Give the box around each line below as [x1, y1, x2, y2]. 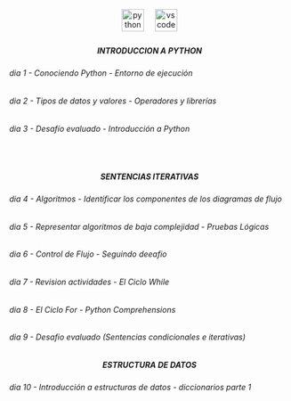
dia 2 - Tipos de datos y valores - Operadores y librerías [9, 95, 217, 106]
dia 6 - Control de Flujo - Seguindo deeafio [9, 249, 167, 259]
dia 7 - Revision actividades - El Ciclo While [9, 276, 170, 287]
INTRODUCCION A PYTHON [96, 45, 203, 56]
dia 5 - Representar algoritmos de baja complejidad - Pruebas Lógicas [9, 221, 270, 232]
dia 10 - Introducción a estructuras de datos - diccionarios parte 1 [9, 382, 252, 393]
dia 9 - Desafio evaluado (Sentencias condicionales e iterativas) [9, 331, 247, 342]
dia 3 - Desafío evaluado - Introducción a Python [9, 123, 190, 134]
